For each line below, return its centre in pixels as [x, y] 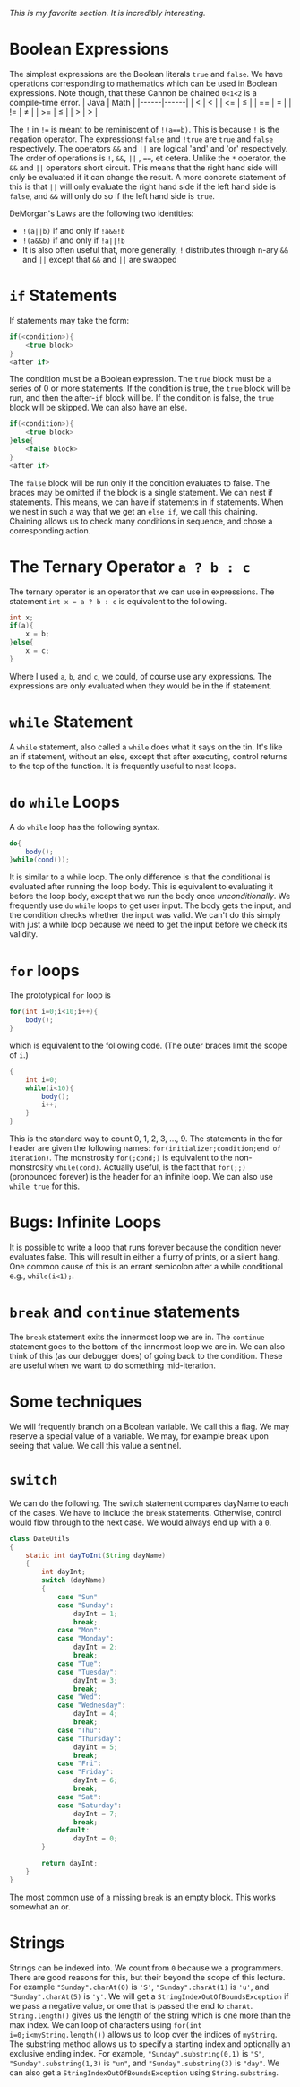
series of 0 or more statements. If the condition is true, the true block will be [150, 388]
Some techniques [76, 1402]
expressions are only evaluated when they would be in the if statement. [141, 686]
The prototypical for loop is [60, 995]
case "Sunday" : [86, 1605]
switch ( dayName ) [73, 1580]
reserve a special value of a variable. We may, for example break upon [139, 1436]
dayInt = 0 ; [95, 1839]
